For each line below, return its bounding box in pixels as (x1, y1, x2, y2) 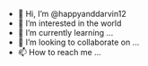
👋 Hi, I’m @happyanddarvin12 (17, 9, 127, 19)
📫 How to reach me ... (17, 47, 101, 57)
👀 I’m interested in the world (17, 18, 122, 29)
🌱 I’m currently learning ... (17, 28, 114, 37)
